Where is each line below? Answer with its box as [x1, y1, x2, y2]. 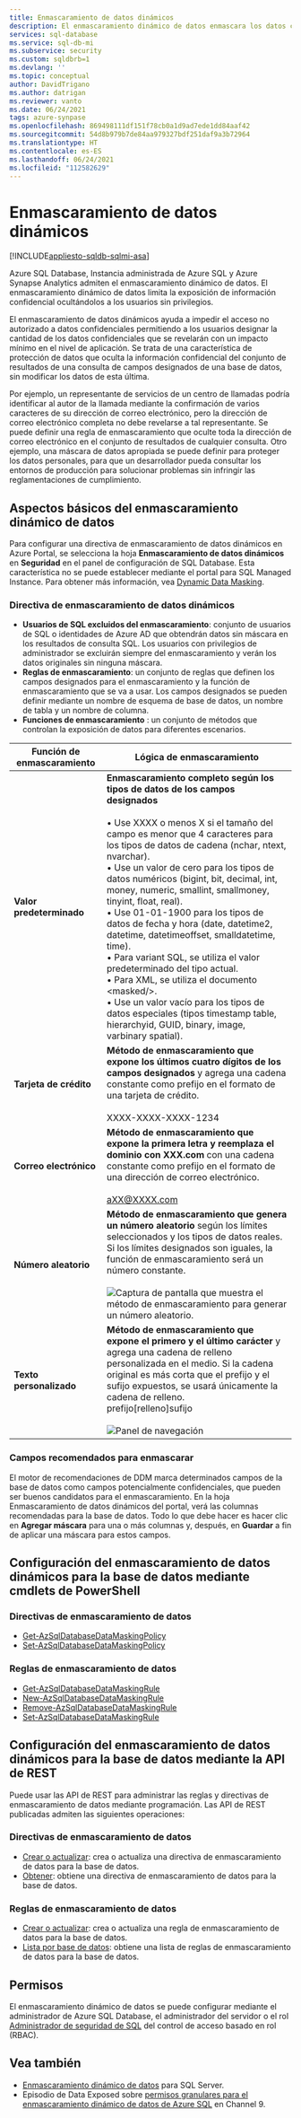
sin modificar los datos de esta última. [9, 372, 150, 382]
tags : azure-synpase [9, 113, 87, 122]
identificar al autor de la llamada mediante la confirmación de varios [9, 398, 260, 409]
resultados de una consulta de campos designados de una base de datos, [9, 362, 282, 372]
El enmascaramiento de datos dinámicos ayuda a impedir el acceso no [9, 314, 270, 325]
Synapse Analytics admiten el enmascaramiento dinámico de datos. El [9, 277, 269, 288]
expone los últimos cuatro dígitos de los [106, 1055, 282, 1068]
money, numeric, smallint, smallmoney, [106, 884, 271, 897]
